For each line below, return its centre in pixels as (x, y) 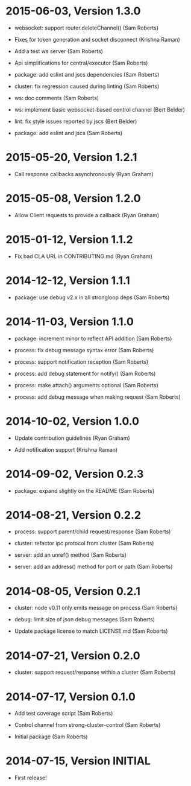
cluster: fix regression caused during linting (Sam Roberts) (87, 86)
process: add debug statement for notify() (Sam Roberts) (85, 373)
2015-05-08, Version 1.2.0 (73, 199)
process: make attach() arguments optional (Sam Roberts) (86, 385)
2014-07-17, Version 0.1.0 (71, 696)
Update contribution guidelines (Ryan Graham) (72, 438)
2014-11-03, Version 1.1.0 (70, 322)
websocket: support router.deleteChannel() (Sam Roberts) (86, 28)
